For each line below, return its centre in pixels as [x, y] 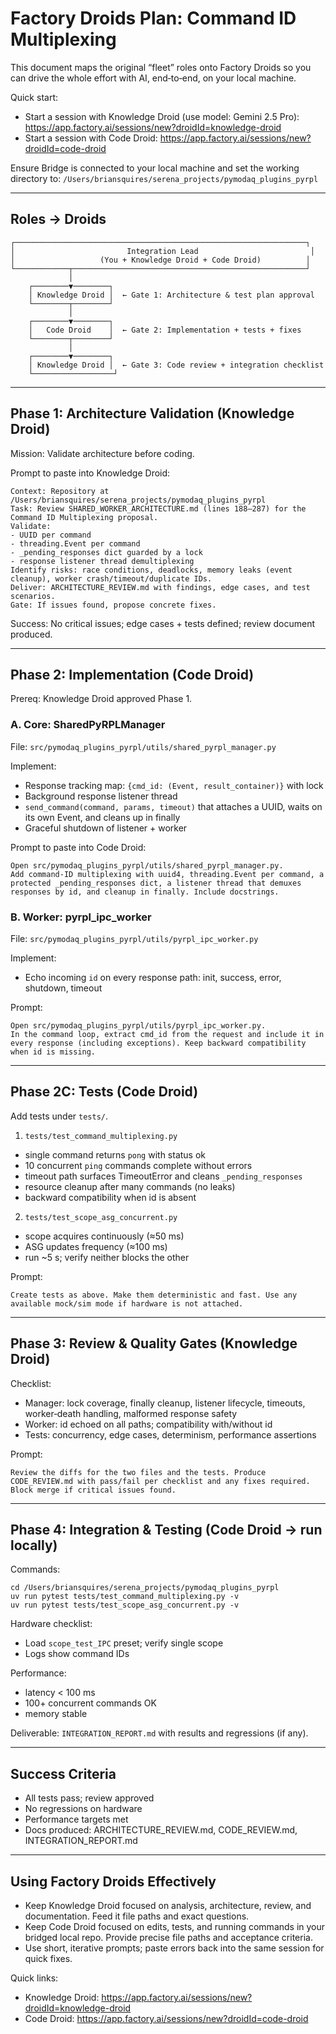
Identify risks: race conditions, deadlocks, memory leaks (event [151, 570]
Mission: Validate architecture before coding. [102, 453]
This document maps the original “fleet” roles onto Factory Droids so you [161, 67]
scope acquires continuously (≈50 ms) [104, 1236]
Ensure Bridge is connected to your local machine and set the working [155, 168]
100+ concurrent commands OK [90, 1703]
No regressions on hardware [83, 1809]
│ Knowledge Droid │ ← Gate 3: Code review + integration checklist [176, 365]
